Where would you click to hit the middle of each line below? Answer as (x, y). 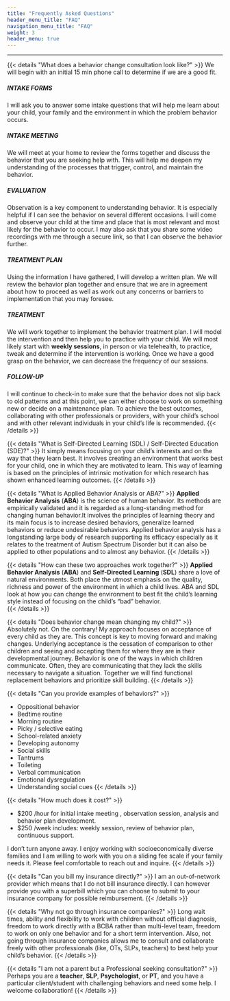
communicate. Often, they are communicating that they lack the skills (105, 665)
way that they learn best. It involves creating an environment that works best (115, 458)
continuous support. (46, 835)
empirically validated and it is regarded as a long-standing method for (105, 507)
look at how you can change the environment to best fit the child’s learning (112, 594)
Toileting (29, 764)
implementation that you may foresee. (61, 299)
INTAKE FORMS (30, 88)
